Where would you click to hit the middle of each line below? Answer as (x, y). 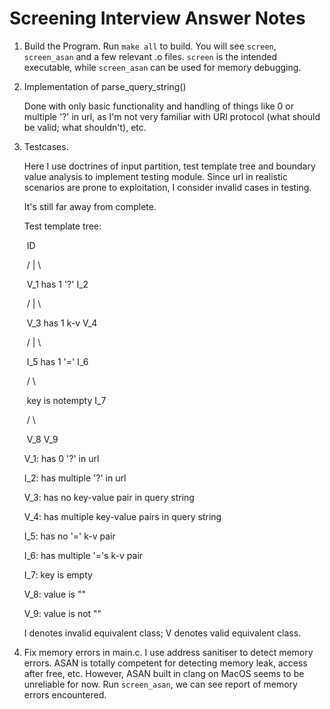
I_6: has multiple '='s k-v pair (83, 555)
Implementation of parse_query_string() (105, 86)
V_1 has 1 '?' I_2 (57, 284)
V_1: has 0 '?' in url (61, 458)
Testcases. (46, 146)
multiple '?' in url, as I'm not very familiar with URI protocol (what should (172, 116)
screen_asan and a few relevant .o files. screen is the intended (150, 56)
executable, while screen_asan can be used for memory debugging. (162, 67)
